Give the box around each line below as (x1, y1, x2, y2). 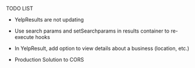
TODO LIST (6, 5, 33, 12)
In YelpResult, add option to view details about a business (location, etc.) (14, 45, 190, 52)
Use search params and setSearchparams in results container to (14, 27, 170, 34)
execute (14, 34, 34, 40)
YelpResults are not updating (14, 16, 84, 23)
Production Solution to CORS (14, 56, 84, 63)
